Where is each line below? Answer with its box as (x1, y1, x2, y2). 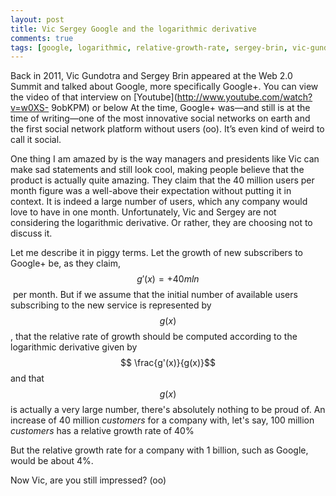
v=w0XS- (10, 102, 50, 114)
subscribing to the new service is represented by (10, 299, 212, 311)
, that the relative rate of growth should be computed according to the (10, 331, 298, 343)
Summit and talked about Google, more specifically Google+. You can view (10, 81, 319, 93)
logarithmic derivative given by (10, 341, 138, 353)
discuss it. (10, 227, 53, 240)
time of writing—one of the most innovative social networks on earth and (10, 112, 311, 125)
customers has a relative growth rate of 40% (10, 425, 195, 437)
